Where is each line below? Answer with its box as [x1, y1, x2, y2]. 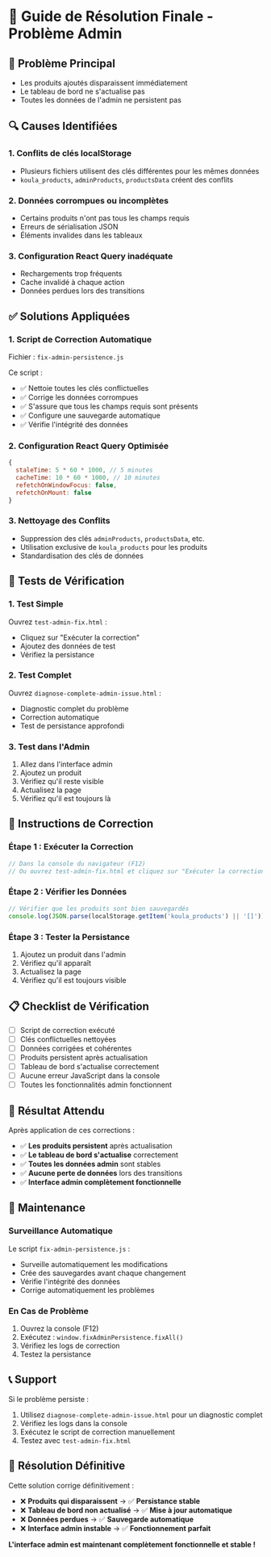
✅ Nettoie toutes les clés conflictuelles [19, 383, 149, 392]
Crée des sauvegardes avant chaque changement [19, 1268, 186, 1278]
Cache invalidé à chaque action [19, 278, 125, 287]
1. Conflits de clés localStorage [8, 148, 132, 159]
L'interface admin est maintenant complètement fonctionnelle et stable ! [8, 1539, 256, 1549]
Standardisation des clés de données [19, 551, 144, 560]
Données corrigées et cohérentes [19, 1043, 132, 1053]
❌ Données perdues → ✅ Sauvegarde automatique [19, 1514, 194, 1524]
